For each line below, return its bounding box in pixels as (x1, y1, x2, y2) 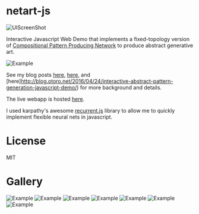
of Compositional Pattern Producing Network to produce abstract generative (6, 42, 194, 49)
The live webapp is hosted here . (6, 95, 85, 103)
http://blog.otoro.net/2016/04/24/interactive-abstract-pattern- (20, 77, 173, 85)
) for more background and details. (77, 83, 162, 91)
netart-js (6, 4, 50, 18)
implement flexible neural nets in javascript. (6, 113, 113, 120)
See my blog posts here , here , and (6, 71, 91, 78)
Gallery (6, 175, 43, 188)
